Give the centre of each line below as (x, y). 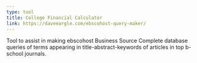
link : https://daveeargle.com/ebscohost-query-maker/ (76, 23)
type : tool (20, 12)
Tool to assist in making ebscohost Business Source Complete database (97, 41)
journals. (35, 54)
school (15, 54)
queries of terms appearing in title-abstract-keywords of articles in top (95, 47)
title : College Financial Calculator (54, 18)
